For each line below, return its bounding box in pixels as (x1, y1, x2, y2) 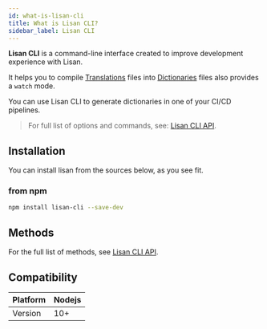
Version (12, 307, 42, 319)
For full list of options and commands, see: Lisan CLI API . (27, 121, 216, 131)
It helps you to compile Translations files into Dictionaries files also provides (8, 73, 259, 83)
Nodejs (53, 294, 82, 305)
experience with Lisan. (8, 57, 83, 67)
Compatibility (8, 270, 78, 284)
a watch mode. (8, 81, 55, 91)
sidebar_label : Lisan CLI (8, 26, 95, 35)
